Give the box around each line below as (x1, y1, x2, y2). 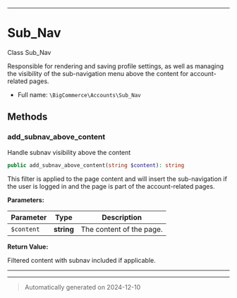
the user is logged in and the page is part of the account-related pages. (7, 182, 215, 190)
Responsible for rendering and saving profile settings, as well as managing (7, 61, 224, 70)
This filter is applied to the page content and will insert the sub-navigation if (7, 174, 228, 183)
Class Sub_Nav (7, 48, 51, 56)
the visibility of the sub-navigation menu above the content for (7, 69, 189, 77)
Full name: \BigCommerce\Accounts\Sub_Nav (17, 90, 141, 99)
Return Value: (7, 242, 49, 251)
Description (102, 212, 142, 222)
